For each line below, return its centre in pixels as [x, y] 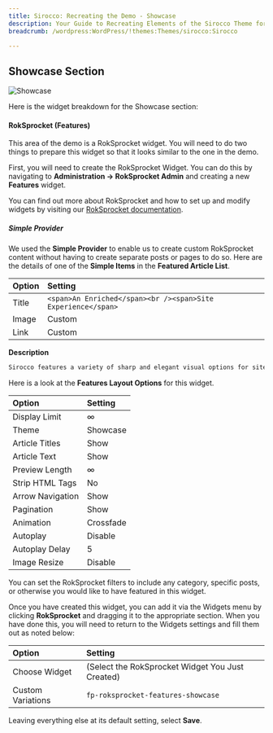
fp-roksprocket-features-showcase [153, 696]
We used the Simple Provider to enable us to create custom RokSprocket [131, 248]
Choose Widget [42, 672]
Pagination [33, 510]
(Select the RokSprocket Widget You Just [165, 667]
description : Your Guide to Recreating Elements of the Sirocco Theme [130, 24]
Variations [32, 700]
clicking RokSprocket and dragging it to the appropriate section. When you [134, 616]
